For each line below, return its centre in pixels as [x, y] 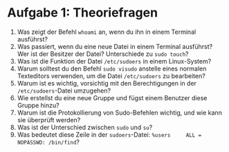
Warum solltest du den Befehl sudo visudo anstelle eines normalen [112, 68]
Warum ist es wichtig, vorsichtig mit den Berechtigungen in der [107, 83]
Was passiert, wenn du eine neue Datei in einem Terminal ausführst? [115, 46]
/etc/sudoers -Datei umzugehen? [64, 91]
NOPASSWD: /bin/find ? [48, 142]
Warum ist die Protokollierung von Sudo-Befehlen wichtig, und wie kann [120, 113]
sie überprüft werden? [49, 120]
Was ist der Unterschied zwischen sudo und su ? [85, 127]
